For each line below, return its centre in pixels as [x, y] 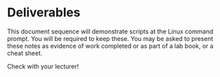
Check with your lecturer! [43, 66]
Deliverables [44, 13]
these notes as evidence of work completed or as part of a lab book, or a [110, 46]
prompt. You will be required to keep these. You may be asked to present [110, 38]
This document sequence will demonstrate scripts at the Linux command [110, 31]
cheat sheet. [25, 53]
